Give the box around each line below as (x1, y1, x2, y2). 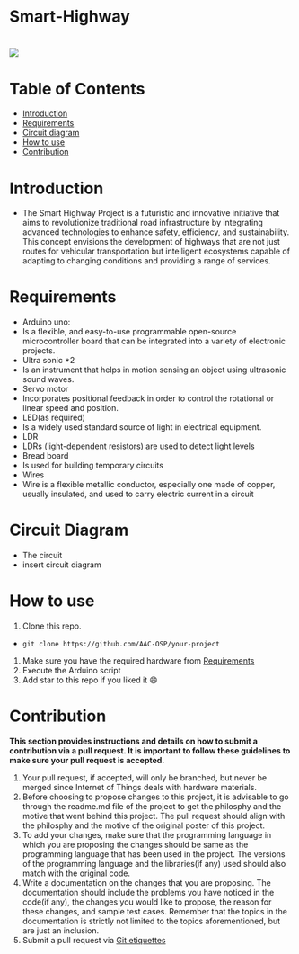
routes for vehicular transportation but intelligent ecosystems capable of (22, 245, 290, 257)
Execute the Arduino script (22, 665, 121, 676)
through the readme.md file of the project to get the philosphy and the (22, 801, 282, 811)
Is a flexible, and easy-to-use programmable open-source (22, 326, 237, 337)
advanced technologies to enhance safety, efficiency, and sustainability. (22, 227, 290, 237)
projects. (22, 345, 56, 356)
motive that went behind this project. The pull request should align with (22, 811, 286, 821)
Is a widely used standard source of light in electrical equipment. (22, 422, 262, 432)
